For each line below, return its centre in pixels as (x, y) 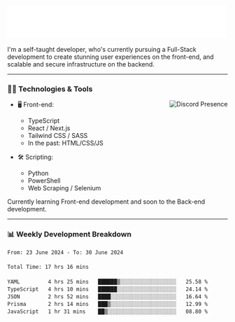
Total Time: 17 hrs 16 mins (48, 267)
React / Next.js (49, 128)
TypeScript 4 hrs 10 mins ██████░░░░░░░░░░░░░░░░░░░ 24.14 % (108, 289)
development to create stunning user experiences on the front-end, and (111, 57)
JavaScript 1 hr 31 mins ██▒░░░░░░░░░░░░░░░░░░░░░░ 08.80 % (108, 311)
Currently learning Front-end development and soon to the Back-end (106, 202)
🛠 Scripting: (35, 157)
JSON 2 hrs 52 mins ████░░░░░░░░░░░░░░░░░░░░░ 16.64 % (108, 296)
